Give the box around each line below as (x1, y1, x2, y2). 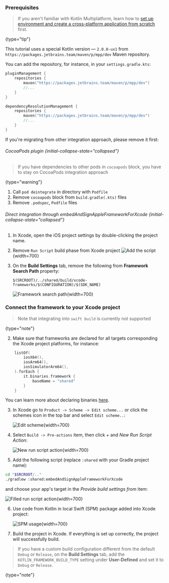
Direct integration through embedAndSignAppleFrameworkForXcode (5, 211, 148, 217)
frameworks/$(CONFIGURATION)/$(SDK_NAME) (12, 282, 101, 287)
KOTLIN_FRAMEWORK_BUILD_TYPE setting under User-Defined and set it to (17, 557, 164, 563)
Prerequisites (5, 4, 39, 11)
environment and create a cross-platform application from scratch (17, 21, 155, 27)
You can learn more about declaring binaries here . (5, 397, 109, 403)
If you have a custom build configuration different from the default (17, 546, 155, 552)
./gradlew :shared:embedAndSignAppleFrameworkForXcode (5, 477, 123, 482)
